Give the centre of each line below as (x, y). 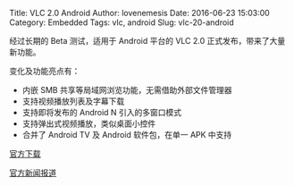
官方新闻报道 (33, 173)
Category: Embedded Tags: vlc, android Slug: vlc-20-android (122, 22)
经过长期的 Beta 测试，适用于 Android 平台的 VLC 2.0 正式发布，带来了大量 (147, 41)
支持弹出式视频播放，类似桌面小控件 (89, 123)
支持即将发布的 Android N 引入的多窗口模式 (102, 112)
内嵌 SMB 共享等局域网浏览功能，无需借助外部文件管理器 (127, 90)
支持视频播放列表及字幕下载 (73, 101)
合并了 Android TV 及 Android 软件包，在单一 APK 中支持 (127, 135)
